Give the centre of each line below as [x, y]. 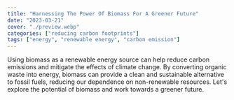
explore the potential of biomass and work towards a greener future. [106, 90]
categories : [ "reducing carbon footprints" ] [73, 33]
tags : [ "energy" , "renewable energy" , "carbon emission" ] [94, 40]
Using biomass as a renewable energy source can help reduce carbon [109, 59]
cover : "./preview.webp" [43, 27]
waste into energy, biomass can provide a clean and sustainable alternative [116, 75]
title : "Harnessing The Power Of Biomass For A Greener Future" [103, 14]
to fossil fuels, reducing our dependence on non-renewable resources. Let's [117, 82]
